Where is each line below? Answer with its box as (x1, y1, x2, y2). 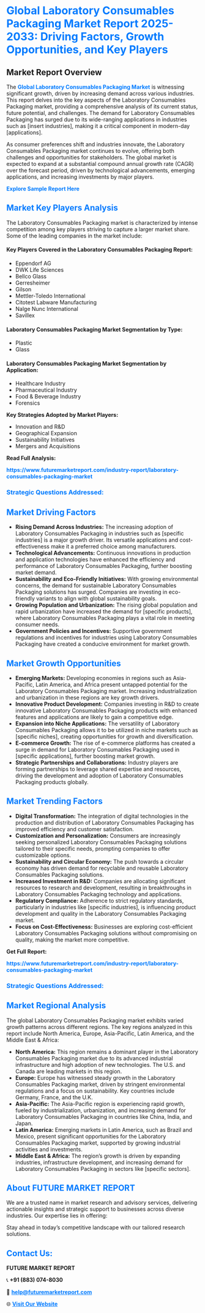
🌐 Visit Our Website (6, 1300, 58, 1307)
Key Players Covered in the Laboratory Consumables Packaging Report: (6, 246, 193, 253)
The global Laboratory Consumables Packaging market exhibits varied (6, 1017, 184, 1024)
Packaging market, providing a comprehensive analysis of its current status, (6, 103, 198, 110)
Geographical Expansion (15, 430, 78, 437)
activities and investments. (15, 1145, 83, 1153)
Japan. (15, 1120, 33, 1127)
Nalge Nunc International (15, 305, 78, 313)
